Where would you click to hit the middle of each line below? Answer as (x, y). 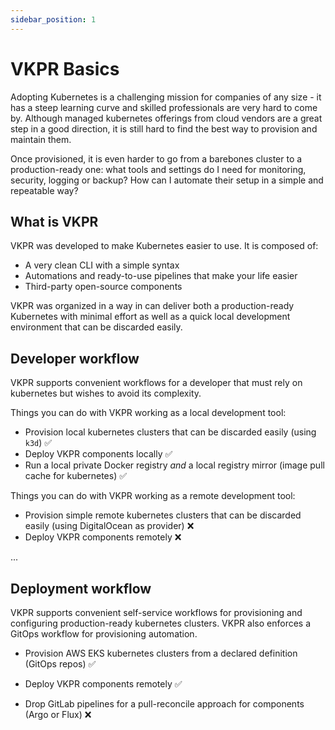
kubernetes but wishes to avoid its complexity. (106, 393)
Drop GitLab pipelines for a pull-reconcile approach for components (164, 704)
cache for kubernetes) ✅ (76, 476)
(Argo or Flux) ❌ (58, 714)
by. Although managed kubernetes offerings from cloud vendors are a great (166, 118)
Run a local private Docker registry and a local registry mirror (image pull (174, 465)
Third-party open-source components (103, 287)
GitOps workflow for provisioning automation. (104, 634)
